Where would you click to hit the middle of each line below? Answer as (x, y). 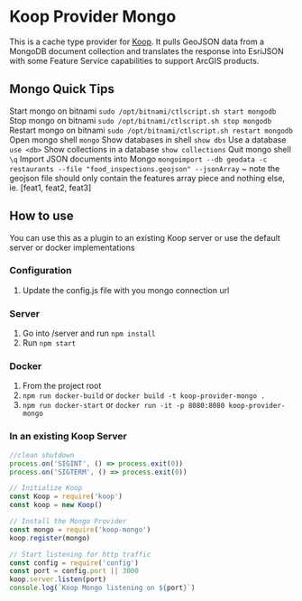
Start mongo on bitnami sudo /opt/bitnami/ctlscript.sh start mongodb (143, 111)
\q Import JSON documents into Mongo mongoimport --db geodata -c (138, 159)
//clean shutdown (42, 455)
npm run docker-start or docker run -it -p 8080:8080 (124, 405)
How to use (41, 216)
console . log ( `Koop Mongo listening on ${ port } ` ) (102, 588)
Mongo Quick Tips (62, 89)
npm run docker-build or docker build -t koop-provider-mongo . (144, 395)
